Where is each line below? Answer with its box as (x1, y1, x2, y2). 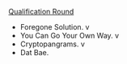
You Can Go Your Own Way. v (19, 31, 120, 40)
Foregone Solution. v (19, 22, 90, 31)
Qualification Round (8, 7, 74, 16)
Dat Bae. (19, 48, 49, 57)
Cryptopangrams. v (19, 39, 85, 49)
